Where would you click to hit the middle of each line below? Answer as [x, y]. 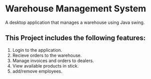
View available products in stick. [45, 66]
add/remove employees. [37, 71]
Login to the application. [37, 50]
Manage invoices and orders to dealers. [53, 61]
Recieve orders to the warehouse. [47, 55]
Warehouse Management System [76, 9]
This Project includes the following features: [75, 38]
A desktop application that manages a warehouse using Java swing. [75, 22]
